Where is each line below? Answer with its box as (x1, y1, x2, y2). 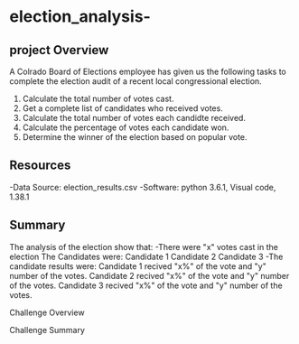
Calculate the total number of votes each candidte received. (22, 113, 247, 123)
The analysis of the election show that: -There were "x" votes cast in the (9, 241, 278, 252)
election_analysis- (9, 6, 151, 27)
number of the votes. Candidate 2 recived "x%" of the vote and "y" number (9, 270, 290, 281)
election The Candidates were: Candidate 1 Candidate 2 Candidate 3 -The (9, 251, 284, 262)
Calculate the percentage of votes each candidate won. (22, 122, 229, 133)
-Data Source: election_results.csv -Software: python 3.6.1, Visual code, (9, 181, 276, 192)
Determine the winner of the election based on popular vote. (22, 132, 248, 142)
